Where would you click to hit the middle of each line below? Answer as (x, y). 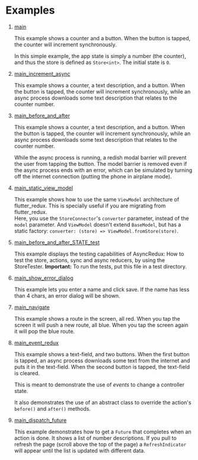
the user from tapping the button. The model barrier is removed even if (100, 164)
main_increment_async (42, 74)
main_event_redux (36, 343)
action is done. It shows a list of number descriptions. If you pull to (95, 438)
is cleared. (27, 373)
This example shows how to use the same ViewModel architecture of (97, 199)
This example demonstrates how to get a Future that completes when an (103, 432)
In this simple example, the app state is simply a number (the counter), (100, 56)
